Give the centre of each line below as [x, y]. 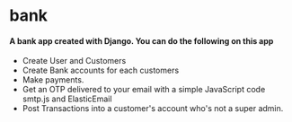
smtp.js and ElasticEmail [67, 99]
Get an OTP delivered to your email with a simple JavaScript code [144, 90]
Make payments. [53, 80]
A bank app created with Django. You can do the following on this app [142, 40]
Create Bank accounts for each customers [101, 70]
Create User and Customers [74, 61]
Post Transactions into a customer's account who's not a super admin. [153, 109]
